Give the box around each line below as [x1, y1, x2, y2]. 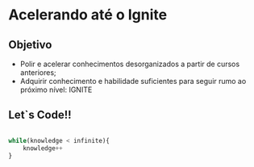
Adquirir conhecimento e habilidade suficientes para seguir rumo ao [19, 77, 247, 86]
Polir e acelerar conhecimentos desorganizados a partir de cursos [19, 59, 240, 69]
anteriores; [19, 68, 56, 77]
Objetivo [8, 38, 52, 52]
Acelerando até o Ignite [8, 6, 168, 24]
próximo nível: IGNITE [19, 85, 93, 94]
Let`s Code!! [8, 108, 72, 122]
